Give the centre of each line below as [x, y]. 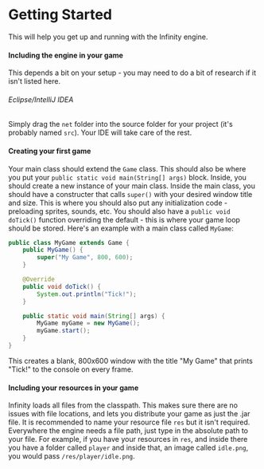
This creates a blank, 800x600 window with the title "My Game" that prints [130, 361]
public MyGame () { [53, 250]
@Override [39, 280]
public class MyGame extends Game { [69, 242]
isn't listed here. [35, 81]
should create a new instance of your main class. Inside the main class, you [132, 186]
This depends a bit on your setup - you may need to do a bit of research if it [132, 73]
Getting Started [60, 15]
